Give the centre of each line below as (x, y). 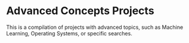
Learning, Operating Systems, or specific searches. (69, 33)
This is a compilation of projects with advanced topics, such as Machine (95, 27)
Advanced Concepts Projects (80, 11)
